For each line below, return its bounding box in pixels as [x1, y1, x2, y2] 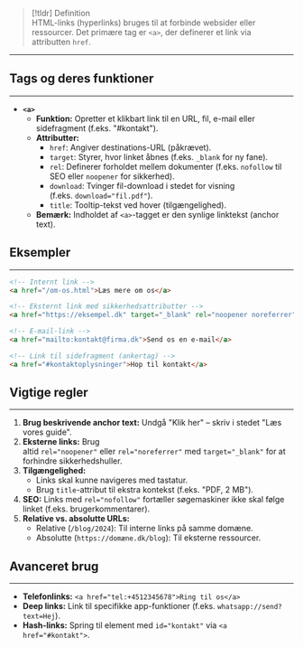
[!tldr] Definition [31, 8, 90, 18]
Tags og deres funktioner [9, 71, 154, 87]
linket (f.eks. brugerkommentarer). [22, 503, 151, 514]
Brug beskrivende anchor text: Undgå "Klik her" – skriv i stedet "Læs [22, 417, 282, 428]
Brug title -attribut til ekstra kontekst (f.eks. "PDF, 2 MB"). [35, 484, 254, 495]
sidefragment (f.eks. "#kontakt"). [35, 122, 159, 134]
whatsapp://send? [216, 603, 282, 612]
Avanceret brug [9, 558, 99, 574]
